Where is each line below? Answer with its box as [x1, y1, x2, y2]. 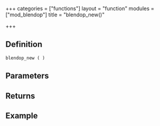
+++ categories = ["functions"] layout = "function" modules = [5, 5, 155, 12]
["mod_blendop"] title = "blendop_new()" [5, 11, 105, 18]
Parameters [5, 71, 49, 81]
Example [5, 111, 38, 121]
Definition [5, 39, 42, 49]
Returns [5, 91, 36, 101]
